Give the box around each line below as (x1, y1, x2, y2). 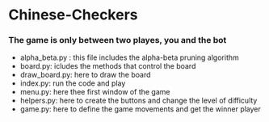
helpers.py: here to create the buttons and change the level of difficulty (19, 95, 258, 106)
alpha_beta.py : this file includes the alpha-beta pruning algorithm (19, 53, 240, 62)
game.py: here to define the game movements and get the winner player (19, 104, 261, 114)
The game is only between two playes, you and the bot (8, 35, 227, 46)
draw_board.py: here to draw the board (19, 70, 151, 80)
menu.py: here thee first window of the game (19, 87, 170, 97)
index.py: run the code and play (19, 78, 126, 88)
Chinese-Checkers (8, 6, 138, 24)
